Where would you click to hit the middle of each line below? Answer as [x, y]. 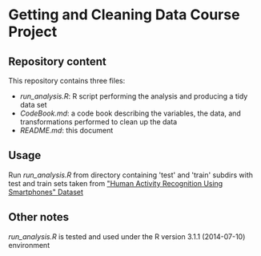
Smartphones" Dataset [46, 192]
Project [33, 32]
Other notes [39, 217]
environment [29, 245]
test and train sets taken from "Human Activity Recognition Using [116, 183]
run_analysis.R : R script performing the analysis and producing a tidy [134, 96]
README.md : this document [66, 130]
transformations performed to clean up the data [98, 122]
